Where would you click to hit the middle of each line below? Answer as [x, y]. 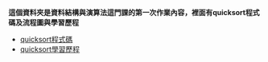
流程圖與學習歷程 [50, 22]
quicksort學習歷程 [50, 49]
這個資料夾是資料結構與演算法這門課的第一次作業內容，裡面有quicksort [127, 12]
